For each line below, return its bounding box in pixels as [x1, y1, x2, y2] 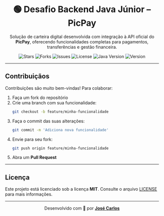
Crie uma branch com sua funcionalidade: [12, 99, 97, 105]
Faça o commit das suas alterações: [12, 118, 85, 124]
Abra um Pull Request [12, 155, 57, 160]
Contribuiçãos [5, 72, 50, 80]
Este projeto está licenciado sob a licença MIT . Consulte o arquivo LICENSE [5, 186, 157, 192]
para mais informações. [5, 191, 53, 197]
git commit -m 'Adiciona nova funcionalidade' [12, 127, 109, 132]
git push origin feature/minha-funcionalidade [12, 146, 109, 151]
